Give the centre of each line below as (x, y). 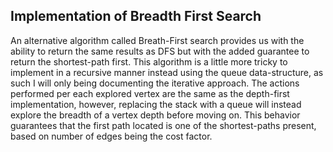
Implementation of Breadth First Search (136, 16)
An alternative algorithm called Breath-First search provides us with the (157, 40)
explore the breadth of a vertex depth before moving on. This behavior (155, 115)
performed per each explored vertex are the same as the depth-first (150, 93)
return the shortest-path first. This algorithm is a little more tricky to (149, 61)
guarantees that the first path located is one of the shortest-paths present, (163, 125)
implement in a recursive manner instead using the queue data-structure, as (167, 72)
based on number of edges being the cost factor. (111, 136)
